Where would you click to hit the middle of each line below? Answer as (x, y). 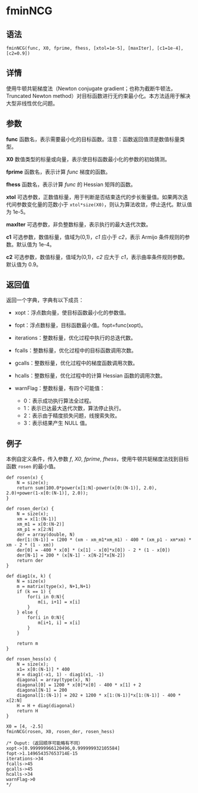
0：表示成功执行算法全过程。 (59, 401)
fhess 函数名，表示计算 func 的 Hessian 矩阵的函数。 (71, 184)
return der (30, 561)
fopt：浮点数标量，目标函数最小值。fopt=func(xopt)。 (80, 325)
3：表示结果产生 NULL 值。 (57, 423)
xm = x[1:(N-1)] (37, 519)
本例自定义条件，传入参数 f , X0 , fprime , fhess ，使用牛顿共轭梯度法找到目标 (98, 459)
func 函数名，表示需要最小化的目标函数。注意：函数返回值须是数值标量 (93, 139)
